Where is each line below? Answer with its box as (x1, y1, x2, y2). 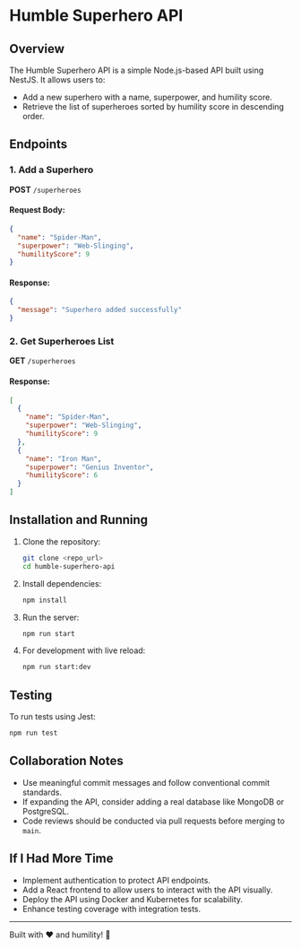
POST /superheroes (9, 184, 82, 195)
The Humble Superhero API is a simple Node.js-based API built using (9, 65, 264, 75)
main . (21, 824, 42, 835)
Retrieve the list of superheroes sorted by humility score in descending (21, 101, 285, 112)
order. (21, 111, 45, 121)
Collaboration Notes (9, 753, 124, 769)
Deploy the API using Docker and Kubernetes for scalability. (21, 893, 244, 904)
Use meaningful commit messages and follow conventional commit (21, 777, 271, 788)
